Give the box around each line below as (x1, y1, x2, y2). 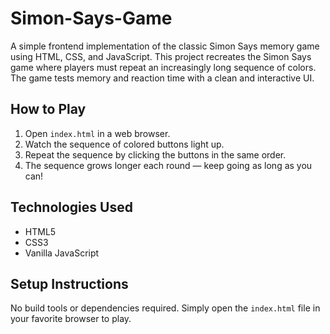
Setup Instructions (10, 275, 129, 292)
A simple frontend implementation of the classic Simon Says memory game (10, 40, 320, 52)
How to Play (10, 101, 87, 118)
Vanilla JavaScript (24, 247, 100, 259)
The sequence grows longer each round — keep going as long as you (24, 159, 313, 171)
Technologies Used (10, 199, 133, 216)
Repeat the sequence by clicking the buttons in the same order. (24, 148, 287, 161)
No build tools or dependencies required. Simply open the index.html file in (10, 302, 321, 314)
